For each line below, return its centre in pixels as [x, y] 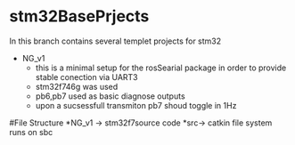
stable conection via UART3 [86, 77]
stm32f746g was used [77, 86]
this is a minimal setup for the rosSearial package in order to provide [161, 68]
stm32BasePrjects [79, 16]
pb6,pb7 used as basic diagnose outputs [110, 96]
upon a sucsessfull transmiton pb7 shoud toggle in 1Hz [136, 105]
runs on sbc [31, 132]
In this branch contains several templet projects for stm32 [115, 41]
